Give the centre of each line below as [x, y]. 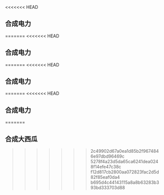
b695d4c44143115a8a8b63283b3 [125, 182]
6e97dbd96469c [108, 156]
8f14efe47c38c [106, 167]
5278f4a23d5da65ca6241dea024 [124, 162]
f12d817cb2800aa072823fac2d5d [125, 172]
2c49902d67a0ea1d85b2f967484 [125, 151]
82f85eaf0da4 [105, 177]
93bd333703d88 [108, 188]
